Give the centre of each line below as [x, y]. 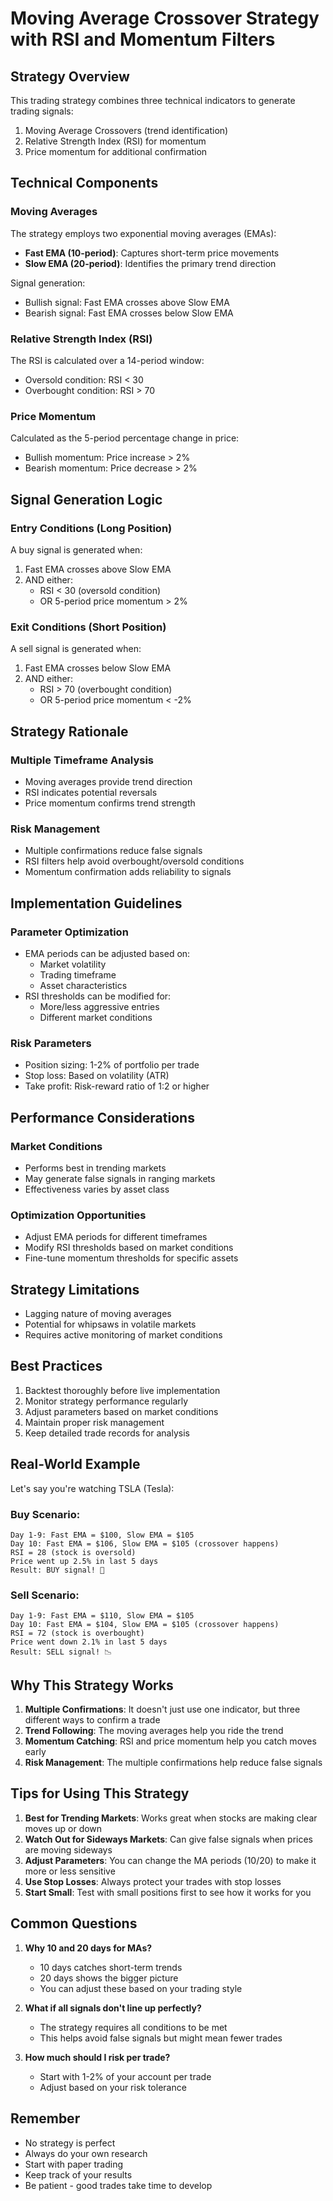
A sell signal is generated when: [76, 649]
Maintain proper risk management [94, 1422]
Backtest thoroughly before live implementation [122, 1390]
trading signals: [42, 111]
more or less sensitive [70, 1871]
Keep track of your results [78, 2174]
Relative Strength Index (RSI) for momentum [115, 141]
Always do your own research [86, 2153]
